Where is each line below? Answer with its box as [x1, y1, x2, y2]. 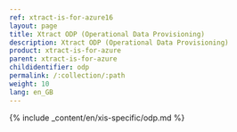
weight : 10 [9, 79, 50, 88]
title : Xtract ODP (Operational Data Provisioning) [9, 29, 205, 38]
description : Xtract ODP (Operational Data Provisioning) [9, 37, 229, 47]
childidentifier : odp [9, 63, 90, 72]
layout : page [9, 21, 58, 30]
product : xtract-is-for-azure [9, 46, 122, 55]
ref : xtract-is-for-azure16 [9, 12, 114, 22]
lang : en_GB [9, 87, 53, 96]
